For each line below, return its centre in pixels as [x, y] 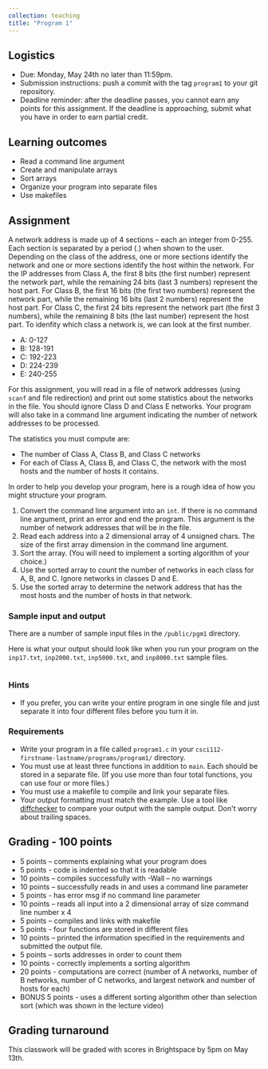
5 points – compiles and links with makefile [90, 921]
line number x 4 [45, 912]
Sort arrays [38, 178]
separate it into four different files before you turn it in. [109, 711]
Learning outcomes [58, 142]
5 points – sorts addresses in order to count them [100, 954]
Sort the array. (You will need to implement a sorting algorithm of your [134, 552]
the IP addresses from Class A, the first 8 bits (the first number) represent [129, 273]
